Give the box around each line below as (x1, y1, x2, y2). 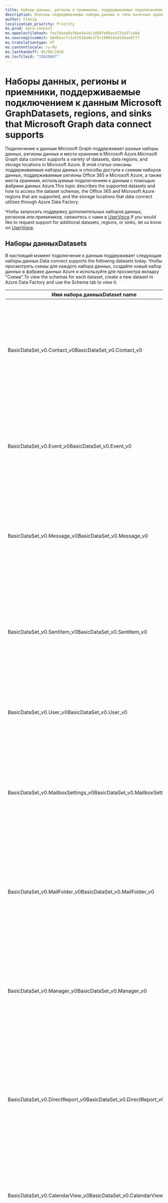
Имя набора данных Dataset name (51, 291, 136, 298)
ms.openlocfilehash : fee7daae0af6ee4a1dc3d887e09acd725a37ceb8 (5, 31, 140, 36)
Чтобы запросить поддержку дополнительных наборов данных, (5, 209, 142, 215)
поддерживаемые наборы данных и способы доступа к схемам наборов (5, 167, 161, 173)
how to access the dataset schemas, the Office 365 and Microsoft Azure (5, 188, 155, 194)
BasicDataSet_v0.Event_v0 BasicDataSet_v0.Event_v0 (7, 443, 131, 450)
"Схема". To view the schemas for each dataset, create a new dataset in (5, 274, 153, 280)
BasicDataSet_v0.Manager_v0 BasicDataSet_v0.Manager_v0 (7, 988, 147, 995)
